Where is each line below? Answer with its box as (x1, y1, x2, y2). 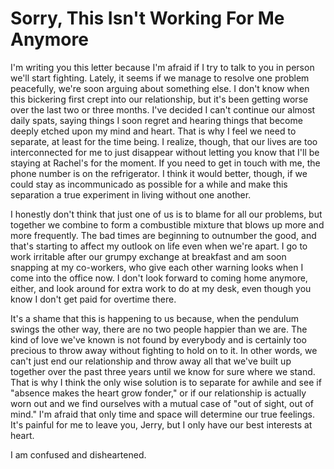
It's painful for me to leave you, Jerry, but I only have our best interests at (10, 418, 313, 431)
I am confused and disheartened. (10, 448, 147, 461)
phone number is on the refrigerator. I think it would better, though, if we (10, 167, 308, 179)
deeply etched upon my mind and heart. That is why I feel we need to (10, 125, 297, 137)
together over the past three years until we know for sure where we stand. (10, 365, 316, 377)
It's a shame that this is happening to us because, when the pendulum (10, 312, 299, 324)
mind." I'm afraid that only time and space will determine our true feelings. (10, 408, 315, 420)
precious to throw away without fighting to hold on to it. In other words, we (10, 344, 318, 356)
